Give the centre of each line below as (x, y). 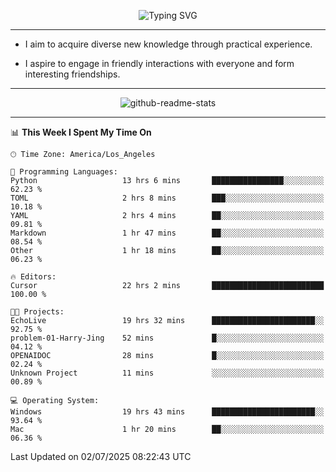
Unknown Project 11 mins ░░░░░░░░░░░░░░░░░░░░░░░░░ (167, 373)
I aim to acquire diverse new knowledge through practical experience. (168, 44)
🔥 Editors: (33, 277)
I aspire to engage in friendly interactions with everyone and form (159, 63)
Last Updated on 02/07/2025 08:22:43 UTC (101, 456)
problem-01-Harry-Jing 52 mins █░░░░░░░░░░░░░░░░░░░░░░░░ (167, 338)
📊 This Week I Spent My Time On (81, 132)
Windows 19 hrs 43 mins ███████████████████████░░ (167, 412)
